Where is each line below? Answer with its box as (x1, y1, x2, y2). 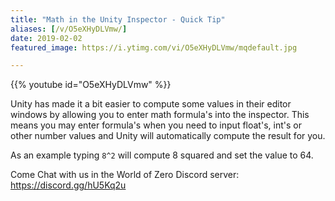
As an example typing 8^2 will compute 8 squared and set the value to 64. (10, 149, 314, 161)
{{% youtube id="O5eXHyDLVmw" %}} (10, 79, 172, 91)
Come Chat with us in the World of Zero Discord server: (10, 169, 240, 181)
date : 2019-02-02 (10, 33, 83, 43)
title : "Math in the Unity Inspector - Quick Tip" (10, 14, 226, 25)
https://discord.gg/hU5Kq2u (10, 179, 127, 191)
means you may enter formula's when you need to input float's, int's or (10, 119, 302, 131)
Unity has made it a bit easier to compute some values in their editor (10, 98, 292, 110)
